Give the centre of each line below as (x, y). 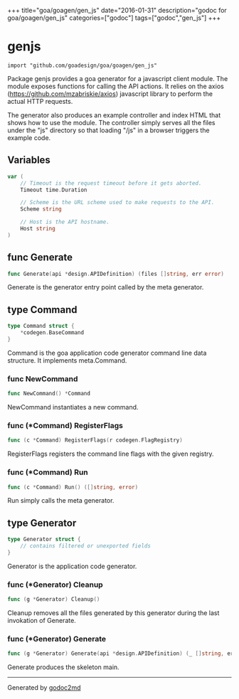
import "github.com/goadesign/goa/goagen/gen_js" (83, 65)
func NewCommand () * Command (49, 394)
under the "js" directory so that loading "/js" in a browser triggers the (108, 130)
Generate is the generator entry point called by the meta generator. (106, 287)
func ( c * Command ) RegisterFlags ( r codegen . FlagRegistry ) (95, 440)
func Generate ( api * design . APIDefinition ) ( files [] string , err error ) (116, 274)
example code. (29, 137)
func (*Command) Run (48, 472)
